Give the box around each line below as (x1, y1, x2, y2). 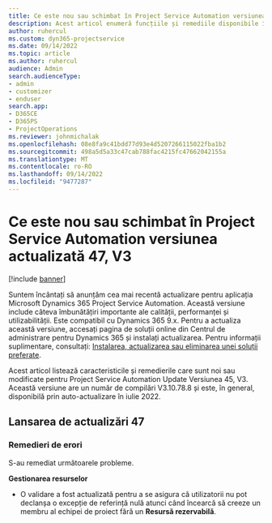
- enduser (8, 95, 42, 103)
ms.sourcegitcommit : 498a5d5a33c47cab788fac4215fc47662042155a (8, 148, 227, 156)
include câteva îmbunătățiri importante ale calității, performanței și (8, 307, 229, 316)
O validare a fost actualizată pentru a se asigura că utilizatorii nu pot (19, 489, 248, 499)
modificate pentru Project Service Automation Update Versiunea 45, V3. (8, 374, 249, 384)
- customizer (8, 87, 53, 96)
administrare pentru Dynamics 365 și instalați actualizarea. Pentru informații (8, 332, 261, 342)
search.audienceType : (8, 72, 82, 80)
